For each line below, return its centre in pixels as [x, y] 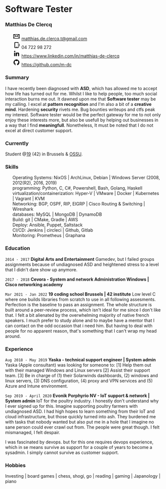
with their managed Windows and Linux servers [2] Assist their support [78, 370]
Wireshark [23, 209]
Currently [17, 143]
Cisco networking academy [34, 284]
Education [18, 248]
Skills [12, 167]
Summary [17, 78]
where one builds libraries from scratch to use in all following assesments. [81, 299]
